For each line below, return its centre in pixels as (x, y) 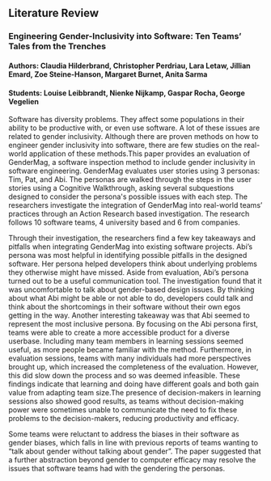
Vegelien (23, 101)
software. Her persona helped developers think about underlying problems (133, 264)
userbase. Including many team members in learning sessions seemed (126, 341)
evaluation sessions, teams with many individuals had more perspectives (130, 358)
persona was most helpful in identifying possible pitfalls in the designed (128, 255)
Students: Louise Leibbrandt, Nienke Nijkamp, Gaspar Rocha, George (127, 93)
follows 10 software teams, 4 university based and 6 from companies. (124, 222)
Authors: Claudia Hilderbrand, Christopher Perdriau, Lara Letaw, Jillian (129, 65)
